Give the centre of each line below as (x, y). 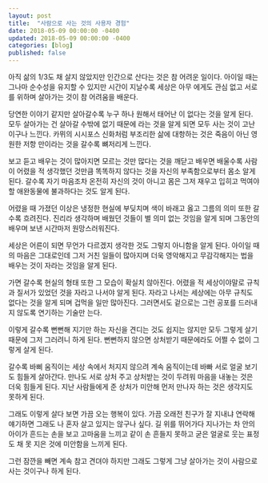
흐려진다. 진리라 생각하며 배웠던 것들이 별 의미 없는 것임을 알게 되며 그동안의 (141, 218)
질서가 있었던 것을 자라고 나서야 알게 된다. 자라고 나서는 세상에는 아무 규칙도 (135, 292)
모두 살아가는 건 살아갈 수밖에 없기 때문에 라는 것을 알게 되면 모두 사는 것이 (124, 124)
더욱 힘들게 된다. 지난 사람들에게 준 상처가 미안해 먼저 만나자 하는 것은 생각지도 (131, 387)
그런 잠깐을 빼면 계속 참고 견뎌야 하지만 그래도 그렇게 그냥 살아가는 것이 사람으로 (133, 461)
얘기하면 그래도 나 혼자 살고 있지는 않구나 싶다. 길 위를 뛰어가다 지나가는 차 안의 (132, 424)
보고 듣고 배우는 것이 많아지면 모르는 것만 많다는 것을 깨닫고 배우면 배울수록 (126, 161)
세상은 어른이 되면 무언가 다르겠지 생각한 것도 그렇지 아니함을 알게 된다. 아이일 (130, 245)
